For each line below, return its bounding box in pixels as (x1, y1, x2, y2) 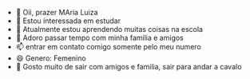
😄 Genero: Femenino (15, 53, 86, 63)
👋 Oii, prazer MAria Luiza (15, 8, 98, 17)
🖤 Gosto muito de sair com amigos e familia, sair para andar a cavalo (15, 62, 242, 71)
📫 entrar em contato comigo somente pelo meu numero (15, 42, 201, 51)
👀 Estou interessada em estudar (15, 16, 121, 26)
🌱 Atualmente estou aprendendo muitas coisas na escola (15, 25, 204, 34)
